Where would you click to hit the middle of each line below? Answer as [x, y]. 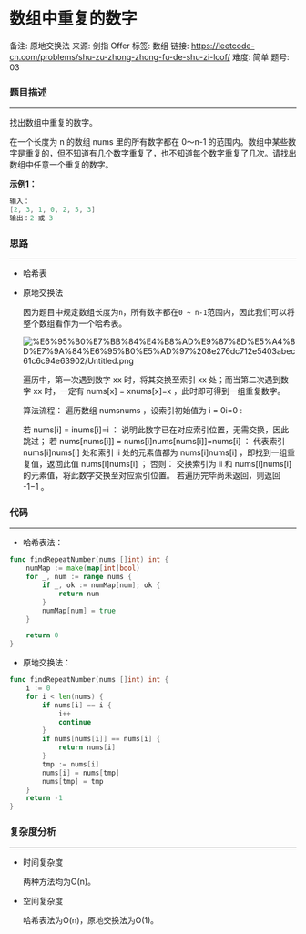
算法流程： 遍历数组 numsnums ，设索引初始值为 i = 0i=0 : [133, 411]
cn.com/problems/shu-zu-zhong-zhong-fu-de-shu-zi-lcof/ [120, 56]
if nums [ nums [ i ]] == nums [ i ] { [102, 739]
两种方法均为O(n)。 [59, 881]
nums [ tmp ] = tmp [73, 781]
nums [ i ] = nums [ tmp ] [81, 773]
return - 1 [45, 798]
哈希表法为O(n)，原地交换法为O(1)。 [91, 919]
